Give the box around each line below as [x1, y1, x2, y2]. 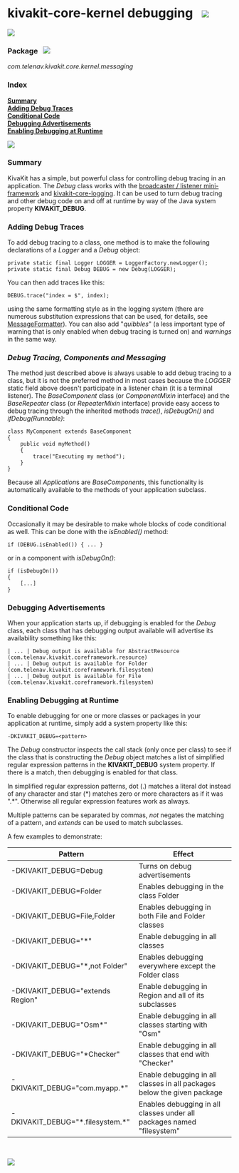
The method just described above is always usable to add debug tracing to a [7, 369, 232, 377]
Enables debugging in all [138, 1100, 221, 1110]
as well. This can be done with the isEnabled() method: [7, 527, 169, 536]
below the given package [138, 1087, 223, 1097]
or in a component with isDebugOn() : [7, 553, 116, 562]
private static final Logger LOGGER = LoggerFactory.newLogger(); [7, 260, 208, 267]
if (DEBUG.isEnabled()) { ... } [7, 541, 103, 548]
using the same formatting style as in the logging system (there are [7, 304, 204, 313]
